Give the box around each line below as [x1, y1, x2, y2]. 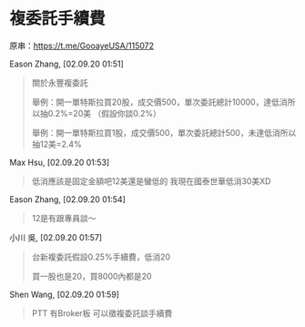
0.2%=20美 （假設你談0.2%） [47, 107, 161, 118]
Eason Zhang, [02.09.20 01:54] [9, 193, 126, 205]
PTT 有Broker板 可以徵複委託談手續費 [31, 307, 173, 319]
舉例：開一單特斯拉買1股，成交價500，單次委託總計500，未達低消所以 [31, 127, 297, 138]
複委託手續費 [9, 8, 107, 29]
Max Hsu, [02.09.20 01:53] [9, 157, 110, 168]
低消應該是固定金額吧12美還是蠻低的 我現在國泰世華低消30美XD [31, 175, 271, 187]
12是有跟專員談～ [31, 212, 97, 223]
